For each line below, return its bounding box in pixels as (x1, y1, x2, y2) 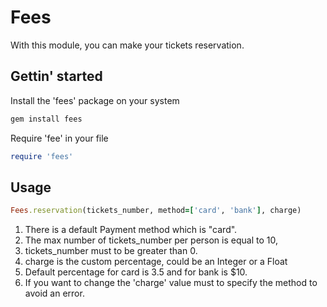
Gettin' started (10, 68, 103, 85)
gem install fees (10, 114, 83, 124)
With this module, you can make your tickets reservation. (10, 39, 245, 51)
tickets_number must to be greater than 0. (24, 245, 198, 257)
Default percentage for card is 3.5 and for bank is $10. (24, 266, 248, 278)
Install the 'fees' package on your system (10, 94, 180, 106)
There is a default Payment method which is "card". (24, 224, 238, 236)
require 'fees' (10, 151, 74, 161)
